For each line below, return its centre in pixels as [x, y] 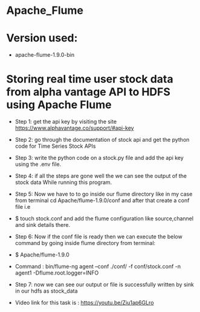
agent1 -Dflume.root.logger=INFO [57, 273]
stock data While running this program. [63, 182]
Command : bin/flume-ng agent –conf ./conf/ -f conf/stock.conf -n [98, 267]
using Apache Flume [59, 105]
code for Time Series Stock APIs [55, 146]
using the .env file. [38, 164]
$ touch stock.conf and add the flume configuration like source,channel [104, 218]
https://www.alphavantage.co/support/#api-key [74, 128]
